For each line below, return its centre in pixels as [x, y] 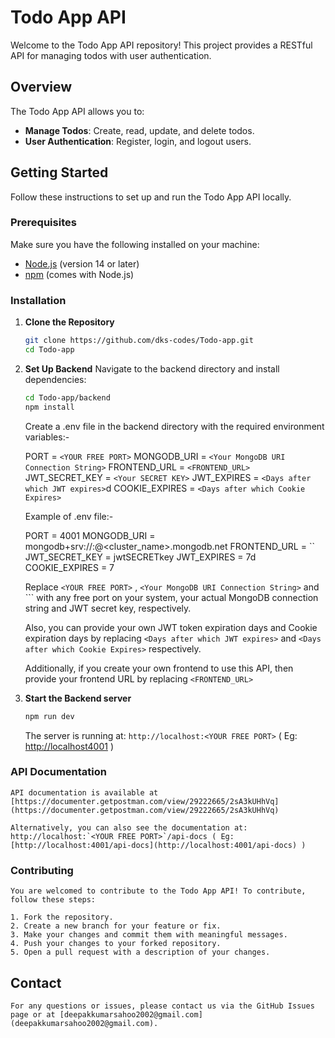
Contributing [42, 870]
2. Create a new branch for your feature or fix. [116, 926]
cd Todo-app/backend [67, 397]
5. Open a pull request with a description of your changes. [140, 952]
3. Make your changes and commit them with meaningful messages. [149, 935]
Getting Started [59, 172]
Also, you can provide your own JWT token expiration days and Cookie [171, 627]
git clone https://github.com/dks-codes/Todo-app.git [139, 341]
